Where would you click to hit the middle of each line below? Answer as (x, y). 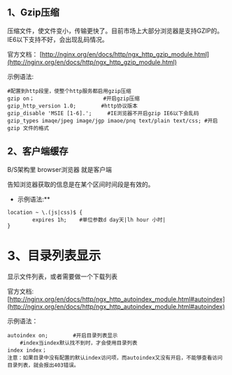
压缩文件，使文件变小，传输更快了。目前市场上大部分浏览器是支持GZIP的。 (115, 31)
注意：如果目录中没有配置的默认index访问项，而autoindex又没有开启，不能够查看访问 (115, 358)
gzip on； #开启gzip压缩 (73, 98)
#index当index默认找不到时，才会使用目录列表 (79, 343)
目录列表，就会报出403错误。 (43, 365)
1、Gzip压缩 (33, 13)
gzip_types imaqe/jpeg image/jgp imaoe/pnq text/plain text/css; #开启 (113, 121)
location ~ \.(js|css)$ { (45, 212)
